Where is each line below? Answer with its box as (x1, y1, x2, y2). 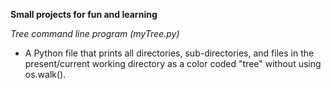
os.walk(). (24, 69, 67, 80)
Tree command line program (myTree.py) (10, 28, 180, 39)
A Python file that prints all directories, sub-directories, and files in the (24, 47, 315, 59)
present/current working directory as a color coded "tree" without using (24, 58, 322, 69)
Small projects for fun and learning (10, 9, 158, 20)
